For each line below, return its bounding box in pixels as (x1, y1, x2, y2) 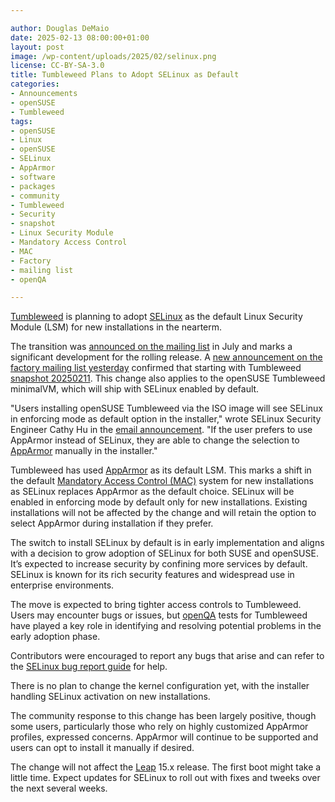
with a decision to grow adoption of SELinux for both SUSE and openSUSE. (10, 547, 319, 560)
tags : (10, 116, 33, 126)
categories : (10, 79, 60, 90)
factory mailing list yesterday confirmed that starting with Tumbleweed (10, 362, 302, 374)
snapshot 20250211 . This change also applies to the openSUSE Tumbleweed (10, 372, 326, 385)
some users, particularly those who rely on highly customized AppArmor (10, 721, 309, 733)
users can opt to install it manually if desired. (10, 742, 195, 754)
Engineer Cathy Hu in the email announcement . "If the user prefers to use (10, 424, 313, 436)
